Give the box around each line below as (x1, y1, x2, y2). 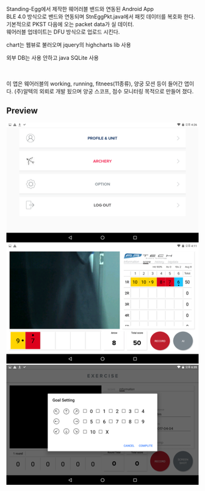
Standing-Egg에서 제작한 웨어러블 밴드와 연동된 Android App (6, 5, 154, 12)
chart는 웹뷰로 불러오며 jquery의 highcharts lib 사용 (6, 41, 131, 48)
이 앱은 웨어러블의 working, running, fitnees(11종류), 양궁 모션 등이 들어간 (6, 80, 183, 87)
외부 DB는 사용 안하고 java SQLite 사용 (6, 54, 99, 61)
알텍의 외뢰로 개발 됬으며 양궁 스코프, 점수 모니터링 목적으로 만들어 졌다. (23, 88, 194, 95)
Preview (6, 106, 38, 116)
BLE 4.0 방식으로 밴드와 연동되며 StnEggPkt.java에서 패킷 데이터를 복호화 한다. (6, 13, 195, 20)
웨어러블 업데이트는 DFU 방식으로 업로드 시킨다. (6, 28, 120, 35)
